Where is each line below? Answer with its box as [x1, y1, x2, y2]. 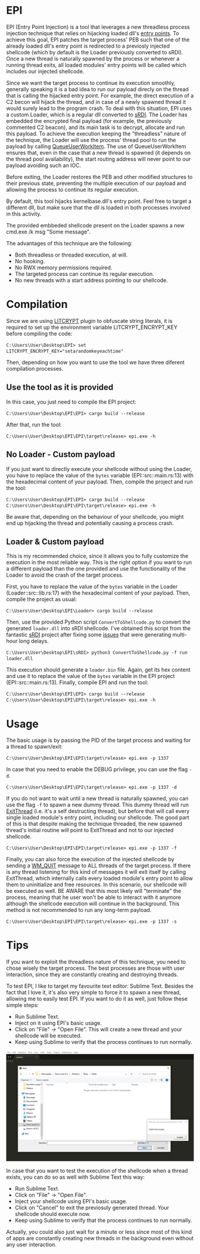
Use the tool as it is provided [6, 383, 114, 393]
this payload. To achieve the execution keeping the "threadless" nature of [6, 130, 186, 137]
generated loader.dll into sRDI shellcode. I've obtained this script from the [6, 625, 191, 632]
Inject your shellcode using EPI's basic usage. [14, 1198, 128, 1205]
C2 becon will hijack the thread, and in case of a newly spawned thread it [6, 98, 186, 105]
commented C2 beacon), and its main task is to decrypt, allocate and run [6, 124, 185, 131]
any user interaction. [6, 1241, 57, 1248]
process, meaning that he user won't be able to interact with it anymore [6, 893, 182, 901]
